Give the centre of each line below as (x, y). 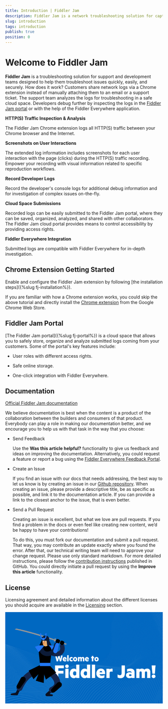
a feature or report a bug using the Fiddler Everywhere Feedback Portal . (86, 459)
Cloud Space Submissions (33, 203)
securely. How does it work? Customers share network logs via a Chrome (81, 87)
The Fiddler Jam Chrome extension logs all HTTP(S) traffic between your (80, 128)
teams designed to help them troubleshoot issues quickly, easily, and (76, 82)
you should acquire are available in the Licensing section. (64, 605)
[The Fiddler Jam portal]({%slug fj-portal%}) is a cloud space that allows (80, 335)
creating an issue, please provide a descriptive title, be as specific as (83, 489)
